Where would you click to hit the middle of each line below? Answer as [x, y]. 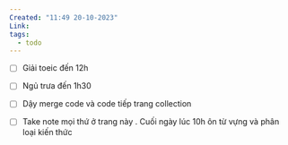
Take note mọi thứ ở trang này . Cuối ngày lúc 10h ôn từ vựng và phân [151, 122]
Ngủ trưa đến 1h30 [57, 86]
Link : [19, 26]
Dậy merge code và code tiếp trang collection [107, 104]
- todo [30, 43]
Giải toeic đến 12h [55, 68]
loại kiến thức [47, 132]
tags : [19, 34]
